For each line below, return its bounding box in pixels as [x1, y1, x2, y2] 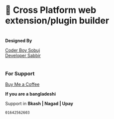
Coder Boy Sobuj [5, 47, 40, 54]
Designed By [5, 38, 32, 44]
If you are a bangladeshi [5, 91, 56, 97]
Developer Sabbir [5, 53, 41, 59]
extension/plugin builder [5, 15, 110, 26]
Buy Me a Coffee [5, 81, 40, 87]
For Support [5, 70, 35, 77]
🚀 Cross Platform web [5, 4, 97, 16]
